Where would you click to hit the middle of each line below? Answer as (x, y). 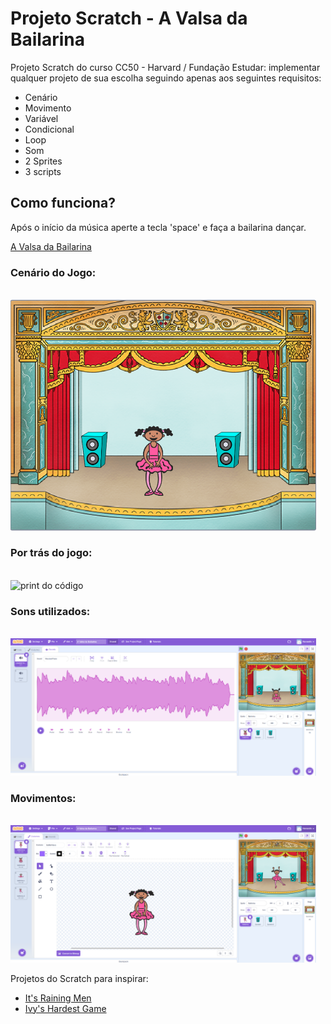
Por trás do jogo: (51, 553)
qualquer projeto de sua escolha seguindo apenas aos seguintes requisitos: (166, 78)
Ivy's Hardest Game (65, 1008)
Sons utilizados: (50, 611)
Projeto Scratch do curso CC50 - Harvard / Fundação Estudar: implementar (165, 67)
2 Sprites (43, 161)
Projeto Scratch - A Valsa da (129, 18)
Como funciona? (63, 203)
